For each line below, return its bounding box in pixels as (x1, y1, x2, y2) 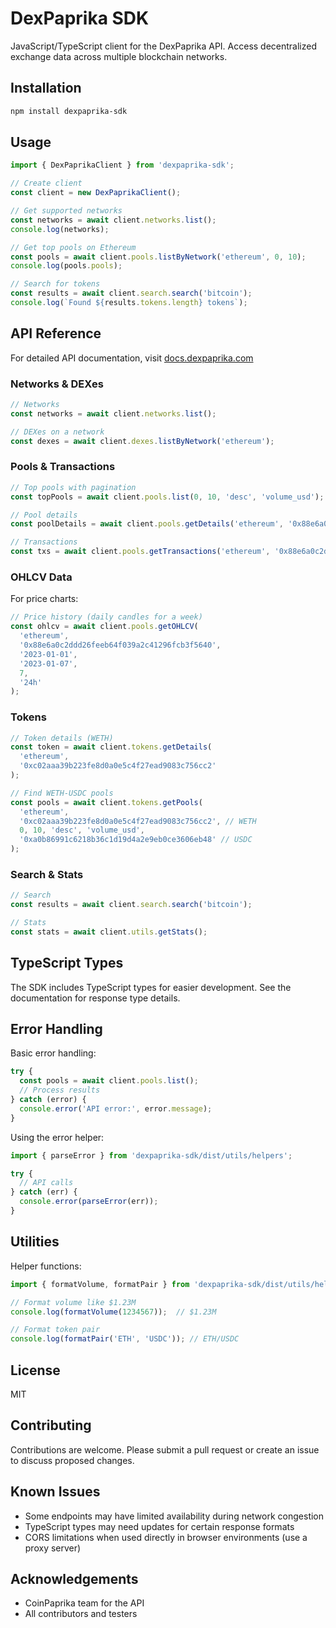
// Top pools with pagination (10, 482, 137, 492)
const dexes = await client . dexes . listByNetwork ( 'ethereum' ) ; (10, 436, 275, 446)
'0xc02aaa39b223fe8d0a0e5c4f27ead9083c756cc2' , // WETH (19, 816, 257, 826)
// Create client (10, 178, 83, 189)
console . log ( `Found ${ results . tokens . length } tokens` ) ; (10, 298, 248, 308)
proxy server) (24, 1542, 82, 1554)
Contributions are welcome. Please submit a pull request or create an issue (10, 1443, 320, 1456)
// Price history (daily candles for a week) (10, 612, 203, 622)
